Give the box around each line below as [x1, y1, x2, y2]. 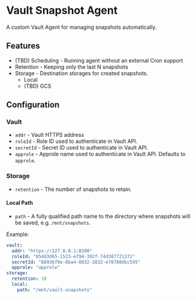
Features [6, 41, 40, 51]
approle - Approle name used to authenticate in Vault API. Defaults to [14, 151, 186, 158]
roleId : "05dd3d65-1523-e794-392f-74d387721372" [11, 253, 135, 259]
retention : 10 [11, 276, 47, 282]
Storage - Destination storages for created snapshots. [14, 70, 149, 77]
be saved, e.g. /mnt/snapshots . [14, 219, 91, 226]
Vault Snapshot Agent [6, 4, 118, 17]
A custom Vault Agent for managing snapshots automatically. [6, 23, 157, 31]
